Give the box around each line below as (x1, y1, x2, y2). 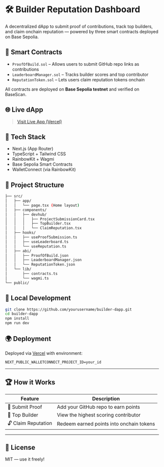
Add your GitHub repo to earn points (57, 403, 140, 410)
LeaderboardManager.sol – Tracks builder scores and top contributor (12, 72, 149, 77)
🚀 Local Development (5, 294, 71, 302)
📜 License (5, 443, 36, 452)
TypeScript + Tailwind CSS (12, 151, 66, 157)
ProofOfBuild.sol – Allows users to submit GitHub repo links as (12, 61, 140, 67)
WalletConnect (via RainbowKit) (12, 167, 76, 172)
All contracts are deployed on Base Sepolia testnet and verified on (5, 86, 140, 92)
